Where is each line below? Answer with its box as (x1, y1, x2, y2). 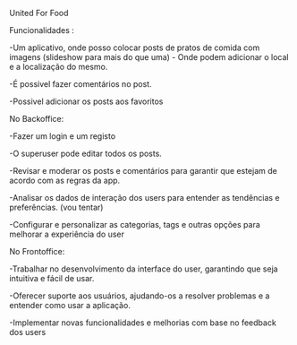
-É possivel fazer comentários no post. (9, 79, 152, 89)
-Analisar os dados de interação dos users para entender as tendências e (9, 193, 280, 203)
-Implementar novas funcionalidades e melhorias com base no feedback (9, 317, 277, 328)
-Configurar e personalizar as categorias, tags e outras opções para (9, 220, 261, 229)
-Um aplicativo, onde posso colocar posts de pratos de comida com (9, 42, 260, 53)
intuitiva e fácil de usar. (9, 273, 95, 283)
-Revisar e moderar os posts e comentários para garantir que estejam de (9, 166, 277, 176)
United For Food (9, 8, 69, 18)
